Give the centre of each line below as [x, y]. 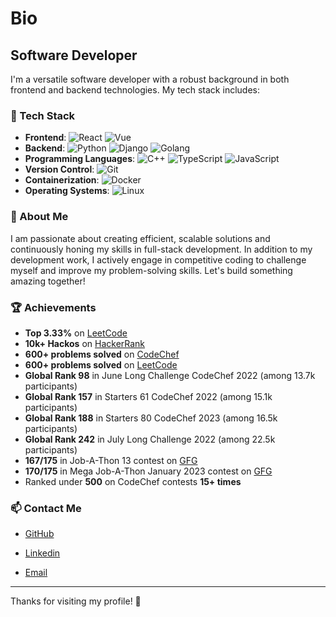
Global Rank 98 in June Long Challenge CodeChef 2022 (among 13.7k [170, 375]
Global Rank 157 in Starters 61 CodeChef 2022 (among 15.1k [148, 396]
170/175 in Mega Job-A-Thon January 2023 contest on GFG [148, 471]
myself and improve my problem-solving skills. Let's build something [151, 270]
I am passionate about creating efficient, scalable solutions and [140, 238]
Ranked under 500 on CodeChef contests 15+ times [133, 481]
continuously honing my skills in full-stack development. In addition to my [161, 249]
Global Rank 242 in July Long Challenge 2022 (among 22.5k [150, 439]
